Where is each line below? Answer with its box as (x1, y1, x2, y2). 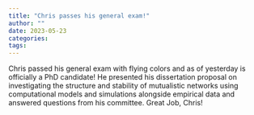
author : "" (8, 19, 45, 27)
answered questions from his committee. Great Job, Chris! (8, 98, 204, 108)
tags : (8, 42, 27, 50)
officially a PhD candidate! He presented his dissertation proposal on (8, 72, 237, 82)
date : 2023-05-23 (8, 27, 67, 35)
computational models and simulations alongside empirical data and (8, 89, 235, 99)
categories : (8, 34, 49, 43)
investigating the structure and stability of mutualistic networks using (8, 81, 239, 91)
